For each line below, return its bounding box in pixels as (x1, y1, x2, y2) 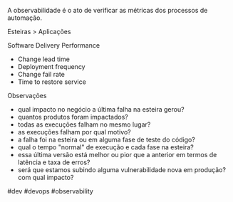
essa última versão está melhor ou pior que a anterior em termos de (17, 151, 217, 159)
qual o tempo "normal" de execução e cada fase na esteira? (17, 143, 194, 151)
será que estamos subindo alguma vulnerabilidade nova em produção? (17, 166, 227, 174)
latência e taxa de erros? (17, 158, 90, 166)
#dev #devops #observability (7, 187, 94, 195)
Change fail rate (17, 70, 66, 78)
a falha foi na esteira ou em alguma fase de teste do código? (17, 135, 196, 144)
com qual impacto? (17, 174, 74, 181)
